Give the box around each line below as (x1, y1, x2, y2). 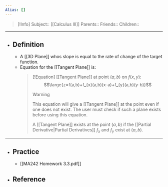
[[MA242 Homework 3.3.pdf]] (19, 161, 81, 167)
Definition (12, 41, 44, 49)
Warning (32, 91, 50, 98)
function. (19, 59, 38, 65)
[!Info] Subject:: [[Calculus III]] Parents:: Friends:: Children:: (17, 21, 139, 27)
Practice (12, 147, 39, 156)
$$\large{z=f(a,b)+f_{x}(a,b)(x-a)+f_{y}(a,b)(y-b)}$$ (43, 82, 151, 88)
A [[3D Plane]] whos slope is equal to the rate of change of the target (19, 54, 162, 60)
